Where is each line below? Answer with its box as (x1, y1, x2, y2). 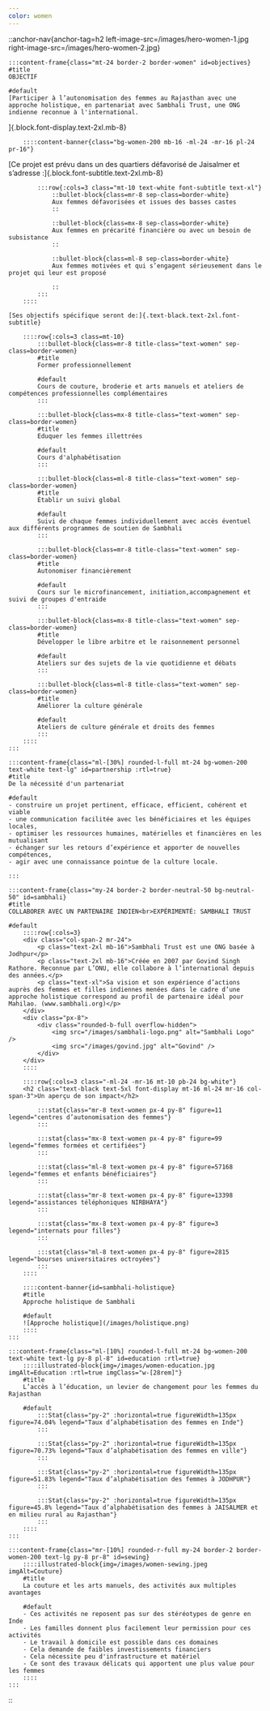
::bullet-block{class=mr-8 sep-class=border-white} (51, 191, 230, 199)
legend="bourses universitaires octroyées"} (8, 1254, 161, 1263)
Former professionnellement (37, 361, 132, 369)
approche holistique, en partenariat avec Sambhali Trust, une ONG (8, 101, 241, 109)
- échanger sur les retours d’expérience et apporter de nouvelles (8, 843, 241, 851)
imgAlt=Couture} (8, 1567, 63, 1576)
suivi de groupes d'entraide (8, 595, 107, 603)
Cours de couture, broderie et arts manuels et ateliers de (37, 382, 244, 390)
